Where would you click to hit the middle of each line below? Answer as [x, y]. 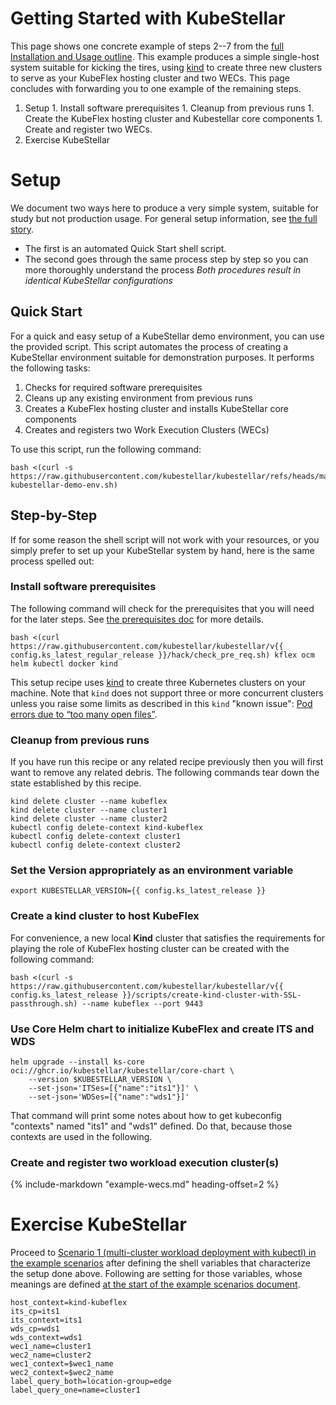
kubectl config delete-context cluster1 [96, 837]
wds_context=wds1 [46, 1338]
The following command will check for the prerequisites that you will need [162, 608]
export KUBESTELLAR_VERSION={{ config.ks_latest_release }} [138, 891]
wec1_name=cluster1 [51, 1347]
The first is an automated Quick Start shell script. [125, 248]
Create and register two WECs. [88, 129]
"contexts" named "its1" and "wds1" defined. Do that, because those [151, 1126]
